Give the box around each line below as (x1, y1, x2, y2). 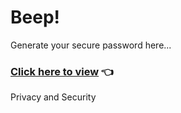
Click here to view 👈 (10, 64, 115, 78)
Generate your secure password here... (10, 39, 172, 51)
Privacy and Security (10, 91, 97, 103)
